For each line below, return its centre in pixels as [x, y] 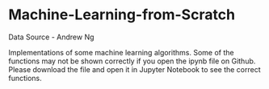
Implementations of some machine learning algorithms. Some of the [121, 52]
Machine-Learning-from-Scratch [122, 15]
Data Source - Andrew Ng [51, 37]
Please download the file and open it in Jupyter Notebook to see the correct [134, 69]
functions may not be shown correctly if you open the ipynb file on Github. [132, 61]
